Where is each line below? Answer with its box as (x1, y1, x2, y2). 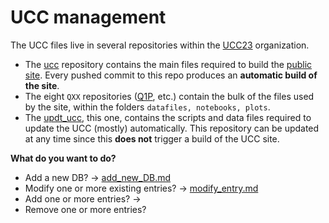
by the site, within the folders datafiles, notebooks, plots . (24, 101, 271, 113)
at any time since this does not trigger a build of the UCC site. (24, 132, 280, 145)
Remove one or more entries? (24, 203, 147, 215)
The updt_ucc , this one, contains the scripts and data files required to (24, 111, 312, 123)
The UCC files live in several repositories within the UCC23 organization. (10, 39, 310, 51)
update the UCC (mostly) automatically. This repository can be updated (24, 122, 320, 134)
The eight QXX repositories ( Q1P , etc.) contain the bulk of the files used (24, 90, 315, 102)
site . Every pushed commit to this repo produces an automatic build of (24, 69, 318, 81)
